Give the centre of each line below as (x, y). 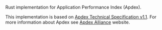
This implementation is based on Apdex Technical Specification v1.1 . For (81, 17)
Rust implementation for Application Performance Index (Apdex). (73, 7)
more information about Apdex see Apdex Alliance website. (68, 22)
